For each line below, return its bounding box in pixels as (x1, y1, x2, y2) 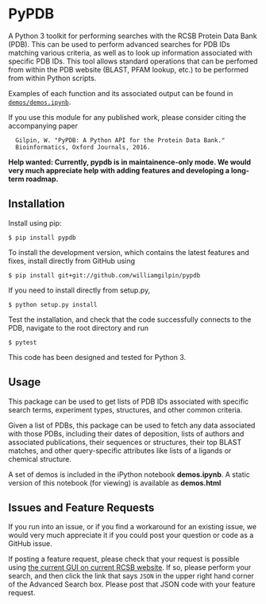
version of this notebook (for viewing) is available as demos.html (8, 478, 222, 487)
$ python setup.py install (8, 300, 98, 308)
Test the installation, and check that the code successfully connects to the (8, 315, 252, 324)
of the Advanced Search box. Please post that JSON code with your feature (8, 579, 256, 589)
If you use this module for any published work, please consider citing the (8, 112, 246, 122)
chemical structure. (8, 454, 72, 463)
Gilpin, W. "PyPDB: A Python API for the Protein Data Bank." (15, 136, 226, 144)
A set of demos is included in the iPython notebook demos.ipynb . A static (8, 470, 250, 479)
